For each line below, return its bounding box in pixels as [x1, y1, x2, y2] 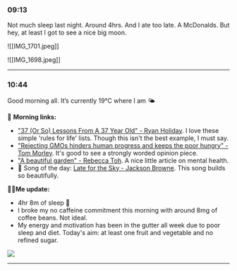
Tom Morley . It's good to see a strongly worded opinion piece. [17, 149, 198, 157]
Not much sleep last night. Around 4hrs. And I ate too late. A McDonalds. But [7, 21, 230, 30]
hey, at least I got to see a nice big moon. [7, 28, 127, 37]
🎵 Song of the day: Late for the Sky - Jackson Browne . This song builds [17, 163, 226, 172]
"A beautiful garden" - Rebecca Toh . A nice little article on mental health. [17, 156, 229, 165]
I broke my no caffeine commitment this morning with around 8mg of [17, 206, 218, 214]
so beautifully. [17, 171, 59, 179]
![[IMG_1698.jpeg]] [7, 56, 61, 64]
